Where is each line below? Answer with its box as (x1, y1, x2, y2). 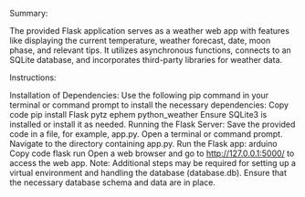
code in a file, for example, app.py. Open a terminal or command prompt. (9, 129, 283, 140)
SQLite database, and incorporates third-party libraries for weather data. (9, 55, 283, 65)
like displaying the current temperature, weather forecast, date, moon (9, 36, 271, 46)
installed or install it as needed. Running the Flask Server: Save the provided (9, 119, 296, 130)
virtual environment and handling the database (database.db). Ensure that (9, 168, 288, 178)
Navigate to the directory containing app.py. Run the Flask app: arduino (9, 139, 278, 149)
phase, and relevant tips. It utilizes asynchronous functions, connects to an (9, 45, 292, 56)
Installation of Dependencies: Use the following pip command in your (9, 90, 269, 100)
